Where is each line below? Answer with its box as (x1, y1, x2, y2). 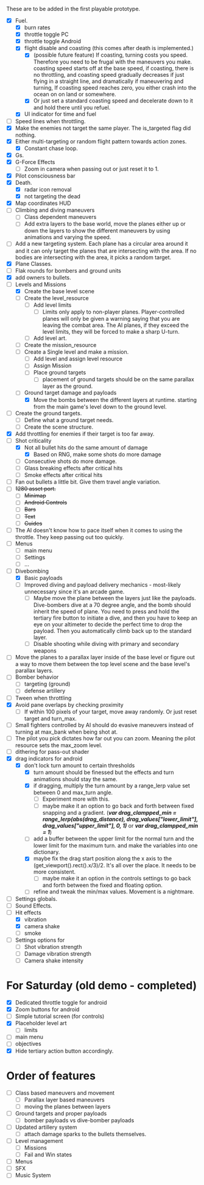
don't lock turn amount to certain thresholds (24, 762, 135, 769)
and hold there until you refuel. (33, 104, 111, 112)
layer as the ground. (42, 382, 93, 390)
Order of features (6, 1069, 96, 1083)
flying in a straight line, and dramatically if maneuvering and (33, 77, 184, 85)
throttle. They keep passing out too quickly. (15, 533, 124, 540)
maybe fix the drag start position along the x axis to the (33, 855, 172, 862)
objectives (15, 1040, 41, 1048)
